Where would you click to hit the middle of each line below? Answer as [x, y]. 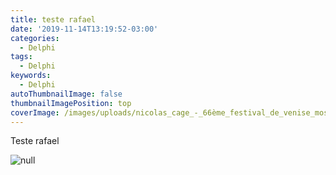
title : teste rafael [53, 19]
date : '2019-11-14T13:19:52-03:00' [84, 29]
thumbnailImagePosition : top [71, 103]
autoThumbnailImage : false [66, 94]
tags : [21, 57]
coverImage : [35, 112]
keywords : [31, 76]
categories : [35, 38]
